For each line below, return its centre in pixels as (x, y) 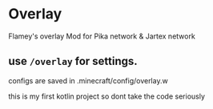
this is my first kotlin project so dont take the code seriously (107, 96)
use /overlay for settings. (73, 61)
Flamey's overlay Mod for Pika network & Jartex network (102, 36)
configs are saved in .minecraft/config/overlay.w (88, 80)
